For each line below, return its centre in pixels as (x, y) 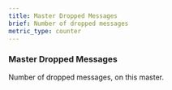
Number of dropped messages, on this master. (86, 77)
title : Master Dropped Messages (63, 16)
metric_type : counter (45, 31)
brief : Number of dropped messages (69, 24)
